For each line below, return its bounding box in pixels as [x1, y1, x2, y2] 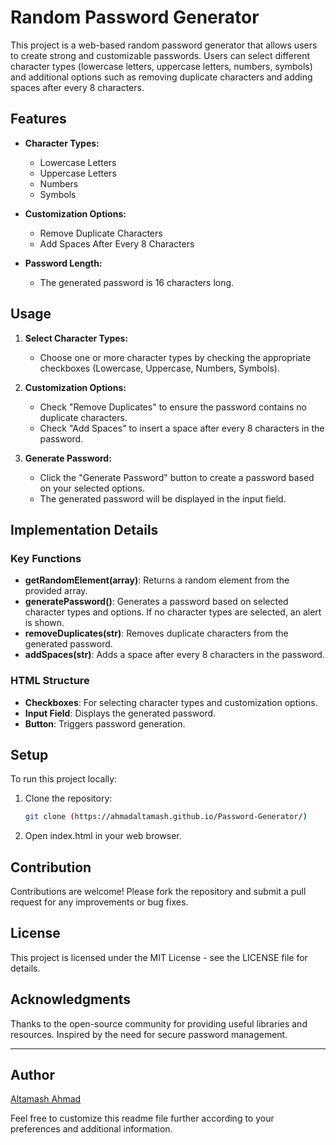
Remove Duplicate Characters [39, 227, 163, 239]
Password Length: [24, 257, 103, 269]
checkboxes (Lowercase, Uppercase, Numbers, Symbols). [39, 362, 281, 374]
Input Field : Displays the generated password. [24, 707, 217, 719]
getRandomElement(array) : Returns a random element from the [24, 574, 290, 586]
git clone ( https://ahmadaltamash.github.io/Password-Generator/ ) [24, 812, 308, 822]
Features [10, 111, 67, 128]
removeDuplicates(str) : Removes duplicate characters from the [24, 627, 289, 640]
